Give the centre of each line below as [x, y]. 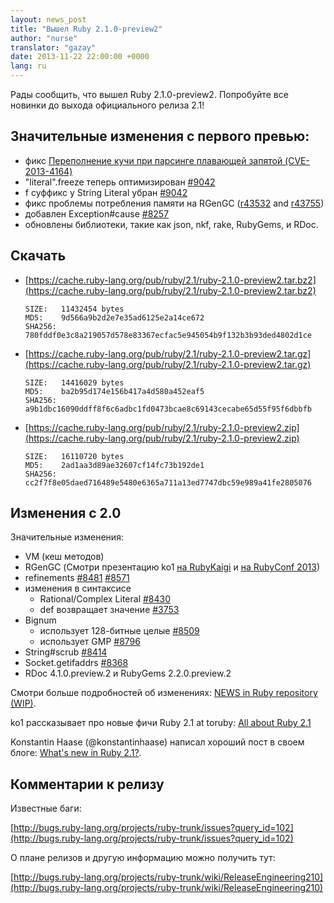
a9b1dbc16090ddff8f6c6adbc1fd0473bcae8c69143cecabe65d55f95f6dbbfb [168, 409]
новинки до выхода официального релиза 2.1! [107, 105]
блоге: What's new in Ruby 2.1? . [76, 753]
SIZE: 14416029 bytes [74, 382]
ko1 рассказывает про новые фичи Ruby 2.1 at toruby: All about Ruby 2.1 [161, 723]
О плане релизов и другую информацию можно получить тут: [143, 858]
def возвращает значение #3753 [109, 610]
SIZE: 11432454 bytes [74, 309]
